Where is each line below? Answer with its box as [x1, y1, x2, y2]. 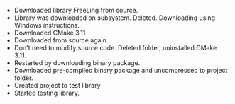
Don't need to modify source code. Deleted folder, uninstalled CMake [13, 44, 217, 52]
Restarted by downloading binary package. [13, 59, 141, 67]
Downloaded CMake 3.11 [13, 28, 86, 37]
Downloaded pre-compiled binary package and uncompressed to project [13, 67, 228, 74]
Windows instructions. [13, 21, 80, 29]
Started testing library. [13, 88, 80, 97]
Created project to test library [13, 81, 101, 89]
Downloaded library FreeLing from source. [13, 6, 138, 14]
